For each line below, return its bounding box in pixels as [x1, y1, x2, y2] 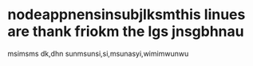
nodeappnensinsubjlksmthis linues [7, 6, 246, 24]
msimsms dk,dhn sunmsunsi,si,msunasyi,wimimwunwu [7, 49, 189, 58]
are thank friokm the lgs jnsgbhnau [7, 22, 244, 41]
